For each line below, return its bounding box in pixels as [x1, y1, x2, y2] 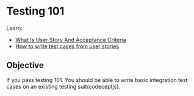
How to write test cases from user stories [15, 43, 120, 50]
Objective [6, 60, 45, 70]
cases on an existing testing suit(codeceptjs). [6, 83, 121, 90]
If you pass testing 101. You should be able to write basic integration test [6, 76, 188, 83]
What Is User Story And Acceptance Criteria [15, 36, 126, 43]
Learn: [6, 24, 23, 32]
